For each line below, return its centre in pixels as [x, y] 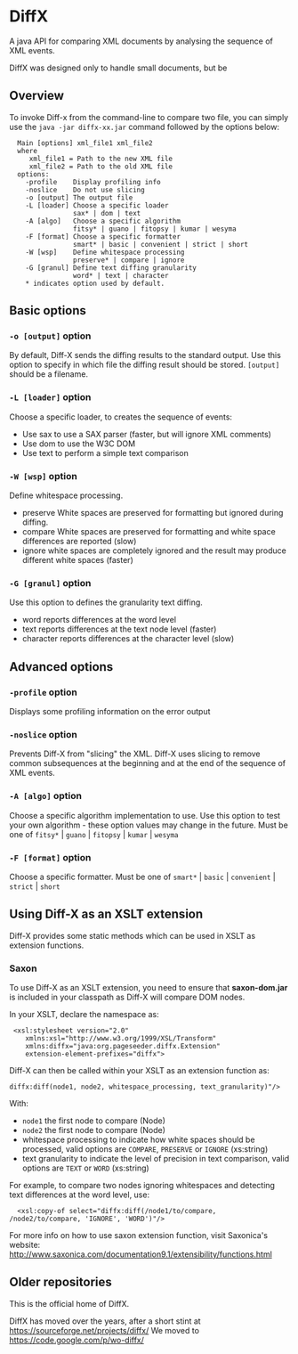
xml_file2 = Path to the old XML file [101, 167]
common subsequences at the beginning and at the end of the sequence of [148, 763]
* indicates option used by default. [95, 283]
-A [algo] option [46, 796]
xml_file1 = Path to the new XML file [101, 159]
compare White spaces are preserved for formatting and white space [149, 532]
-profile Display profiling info [93, 182]
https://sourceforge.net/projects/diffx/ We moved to [105, 1330]
